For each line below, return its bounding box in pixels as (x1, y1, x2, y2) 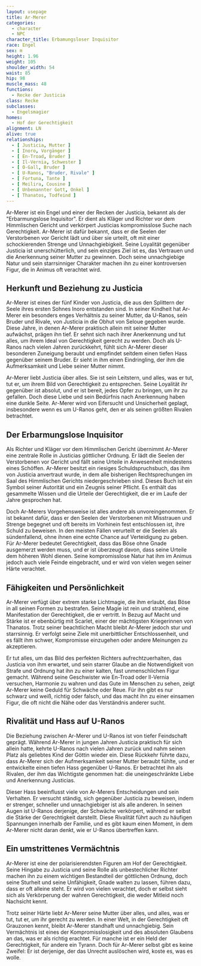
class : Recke (6, 97, 39, 103)
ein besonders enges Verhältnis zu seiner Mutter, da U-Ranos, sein (22, 312, 187, 319)
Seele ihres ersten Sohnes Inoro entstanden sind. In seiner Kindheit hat (6, 306, 181, 313)
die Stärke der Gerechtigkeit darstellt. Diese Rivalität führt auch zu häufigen (6, 813, 193, 821)
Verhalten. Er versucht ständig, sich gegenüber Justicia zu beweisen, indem (6, 794, 194, 802)
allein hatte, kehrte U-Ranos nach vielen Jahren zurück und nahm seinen (6, 745, 185, 752)
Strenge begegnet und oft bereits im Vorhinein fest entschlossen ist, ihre (6, 521, 185, 528)
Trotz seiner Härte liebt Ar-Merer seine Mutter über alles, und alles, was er (6, 909, 190, 916)
